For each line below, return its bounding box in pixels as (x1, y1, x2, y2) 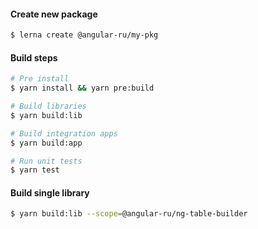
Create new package (10, 8, 98, 20)
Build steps (10, 51, 58, 64)
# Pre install (10, 74, 70, 84)
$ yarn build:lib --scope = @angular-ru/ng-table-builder (10, 209, 248, 219)
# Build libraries (10, 101, 87, 112)
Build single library (10, 186, 90, 199)
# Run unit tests (10, 156, 83, 166)
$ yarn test (10, 165, 60, 175)
